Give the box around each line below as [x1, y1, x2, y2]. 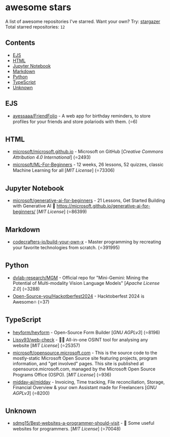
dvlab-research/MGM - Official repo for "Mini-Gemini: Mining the [12, 274, 149, 281]
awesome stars [5, 2, 72, 13]
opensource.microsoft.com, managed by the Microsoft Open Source [12, 366, 156, 372]
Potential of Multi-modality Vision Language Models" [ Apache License [12, 280, 160, 286]
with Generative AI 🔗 [12, 203, 56, 209]
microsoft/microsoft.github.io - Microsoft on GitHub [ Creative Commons [12, 149, 163, 155]
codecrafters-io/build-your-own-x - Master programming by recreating [12, 239, 161, 245]
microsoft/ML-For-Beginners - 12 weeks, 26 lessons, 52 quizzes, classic [12, 162, 164, 168]
